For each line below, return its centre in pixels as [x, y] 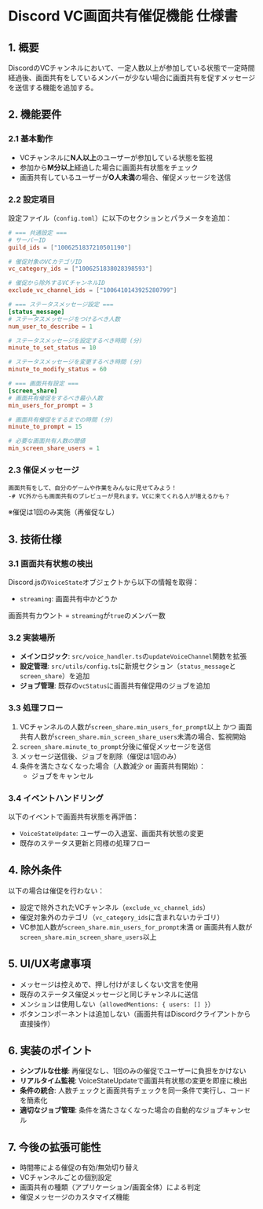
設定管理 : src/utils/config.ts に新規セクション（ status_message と [128, 666]
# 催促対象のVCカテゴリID [45, 261]
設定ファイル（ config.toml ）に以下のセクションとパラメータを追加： [121, 217]
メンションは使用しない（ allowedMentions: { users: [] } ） [117, 1004]
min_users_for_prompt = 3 [50, 405]
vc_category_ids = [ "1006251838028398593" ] [80, 269]
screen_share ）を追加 [55, 676]
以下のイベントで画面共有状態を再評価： [73, 816]
